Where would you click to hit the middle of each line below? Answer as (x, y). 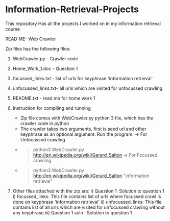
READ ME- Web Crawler (31, 39)
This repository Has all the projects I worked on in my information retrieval (83, 23)
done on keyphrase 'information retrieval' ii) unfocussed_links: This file (87, 202)
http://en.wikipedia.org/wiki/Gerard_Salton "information (91, 176)
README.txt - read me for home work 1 (54, 98)
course (13, 29)
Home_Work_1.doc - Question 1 (45, 68)
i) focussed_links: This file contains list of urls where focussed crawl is (87, 196)
